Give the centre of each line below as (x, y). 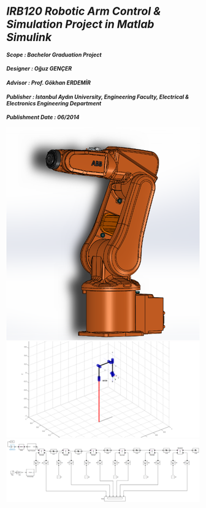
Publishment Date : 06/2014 (43, 117)
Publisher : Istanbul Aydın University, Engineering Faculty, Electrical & (98, 97)
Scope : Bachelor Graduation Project (54, 55)
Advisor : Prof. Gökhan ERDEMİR (48, 82)
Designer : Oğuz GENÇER (39, 69)
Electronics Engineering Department (54, 103)
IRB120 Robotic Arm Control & (84, 11)
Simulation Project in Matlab (80, 24)
